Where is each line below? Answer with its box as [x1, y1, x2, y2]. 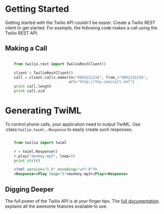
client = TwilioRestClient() [14, 70, 73, 75]
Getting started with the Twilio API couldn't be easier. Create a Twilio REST [5, 20, 156, 25]
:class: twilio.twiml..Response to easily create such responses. [5, 126, 133, 132]
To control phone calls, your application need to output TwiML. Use [5, 121, 141, 127]
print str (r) [14, 158, 41, 163]
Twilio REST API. [5, 30, 38, 36]
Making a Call [5, 44, 47, 52]
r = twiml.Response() [14, 149, 58, 154]
